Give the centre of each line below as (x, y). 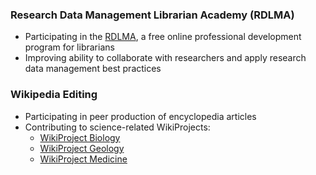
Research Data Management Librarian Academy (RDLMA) (152, 15)
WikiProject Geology (82, 148)
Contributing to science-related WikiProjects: (117, 127)
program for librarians (69, 47)
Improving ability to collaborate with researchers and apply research (165, 58)
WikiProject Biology (80, 137)
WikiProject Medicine (83, 159)
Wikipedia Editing (54, 95)
